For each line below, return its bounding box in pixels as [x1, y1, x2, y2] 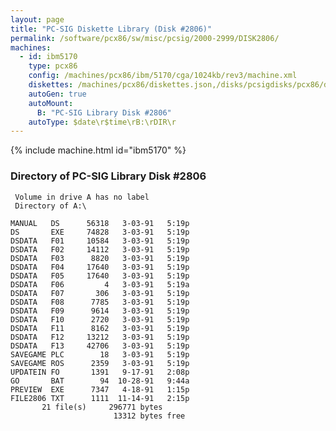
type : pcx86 [28, 61, 78, 71]
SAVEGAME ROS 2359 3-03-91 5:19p [10, 358, 190, 368]
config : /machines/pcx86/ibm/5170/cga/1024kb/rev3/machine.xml [28, 71, 298, 81]
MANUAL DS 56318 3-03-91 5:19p [10, 218, 190, 228]
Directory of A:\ [14, 201, 87, 211]
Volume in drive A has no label [14, 192, 150, 202]
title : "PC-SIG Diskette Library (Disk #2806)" [10, 24, 213, 34]
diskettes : [28, 80, 74, 90]
